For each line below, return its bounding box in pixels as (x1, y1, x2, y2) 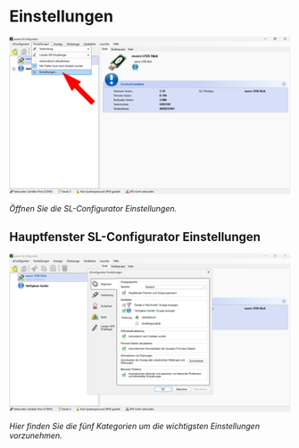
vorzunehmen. (9, 430, 62, 441)
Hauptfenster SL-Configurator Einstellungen (9, 229, 262, 245)
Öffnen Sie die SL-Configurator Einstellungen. (9, 203, 178, 214)
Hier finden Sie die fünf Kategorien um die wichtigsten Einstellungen (9, 420, 261, 431)
